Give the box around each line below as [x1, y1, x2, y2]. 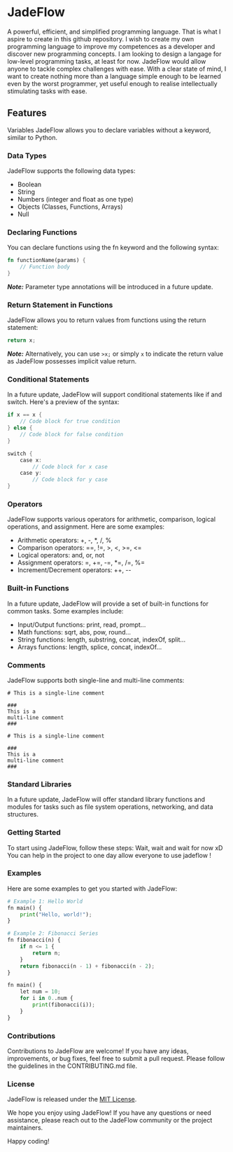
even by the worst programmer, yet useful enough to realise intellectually [7, 79, 218, 88]
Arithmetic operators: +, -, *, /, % [17, 536, 112, 545]
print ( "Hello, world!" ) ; [20, 911, 92, 918]
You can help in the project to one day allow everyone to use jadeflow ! [7, 851, 212, 859]
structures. [7, 810, 38, 819]
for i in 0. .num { [20, 995, 73, 1002]
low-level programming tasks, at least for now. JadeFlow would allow [7, 57, 206, 65]
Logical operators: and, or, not [17, 551, 105, 560]
